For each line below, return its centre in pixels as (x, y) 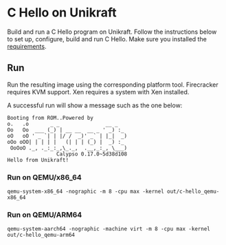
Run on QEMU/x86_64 (45, 177)
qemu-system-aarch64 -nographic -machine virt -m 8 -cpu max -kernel (109, 229)
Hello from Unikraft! (38, 160)
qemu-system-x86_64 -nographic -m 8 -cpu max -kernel (86, 192)
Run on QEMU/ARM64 (45, 215)
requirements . (27, 46)
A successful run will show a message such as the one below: (95, 105)
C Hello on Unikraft (62, 13)
